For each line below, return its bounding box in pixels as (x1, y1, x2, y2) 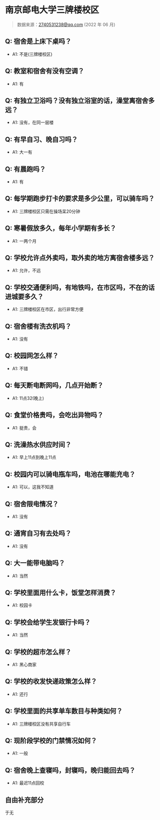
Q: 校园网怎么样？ (5, 352, 59, 360)
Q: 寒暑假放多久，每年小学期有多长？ (5, 224, 117, 232)
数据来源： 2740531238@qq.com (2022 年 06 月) (17, 22, 116, 27)
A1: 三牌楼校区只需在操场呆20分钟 (12, 208, 80, 214)
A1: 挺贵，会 (12, 425, 37, 431)
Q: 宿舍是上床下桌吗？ (5, 37, 72, 46)
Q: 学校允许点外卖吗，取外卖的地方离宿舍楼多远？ (5, 254, 155, 262)
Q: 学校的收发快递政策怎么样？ (5, 677, 98, 685)
